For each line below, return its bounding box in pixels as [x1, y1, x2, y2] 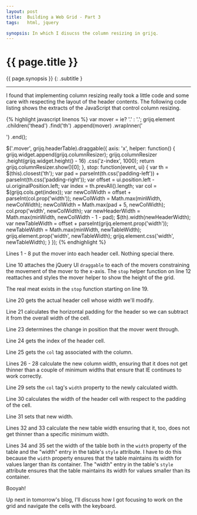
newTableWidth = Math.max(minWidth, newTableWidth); [6, 226, 142, 233]
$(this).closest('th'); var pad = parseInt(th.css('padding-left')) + [6, 170, 159, 177]
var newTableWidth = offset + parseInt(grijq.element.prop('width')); [6, 220, 169, 227]
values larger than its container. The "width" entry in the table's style [6, 461, 174, 468]
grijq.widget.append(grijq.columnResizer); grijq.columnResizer [6, 151, 157, 158]
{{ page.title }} [6, 55, 79, 69]
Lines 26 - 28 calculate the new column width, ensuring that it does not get [6, 360, 188, 367]
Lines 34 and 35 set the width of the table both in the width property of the [6, 442, 187, 449]
